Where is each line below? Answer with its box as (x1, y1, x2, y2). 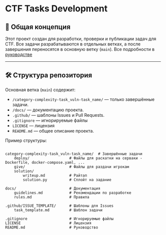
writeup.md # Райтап (23, 173, 87, 178)
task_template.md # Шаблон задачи (14, 207, 103, 213)
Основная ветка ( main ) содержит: (5, 87, 76, 93)
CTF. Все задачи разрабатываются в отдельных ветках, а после (5, 41, 141, 47)
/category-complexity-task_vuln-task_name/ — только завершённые (12, 96, 155, 102)
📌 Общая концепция (5, 23, 71, 31)
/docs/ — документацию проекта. (12, 107, 84, 113)
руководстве (5, 51, 33, 57)
